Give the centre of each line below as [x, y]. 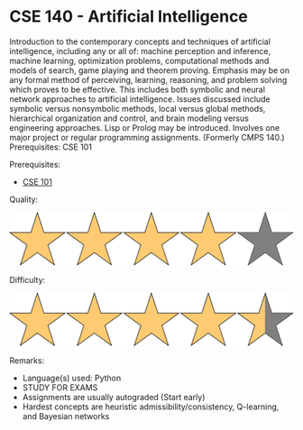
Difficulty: [28, 280]
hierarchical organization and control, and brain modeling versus [129, 118]
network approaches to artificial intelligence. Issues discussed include [140, 99]
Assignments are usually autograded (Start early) [114, 398]
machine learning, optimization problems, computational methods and [139, 60]
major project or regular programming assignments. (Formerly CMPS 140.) [147, 137]
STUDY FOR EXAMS [60, 388]
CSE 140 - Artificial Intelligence [129, 17]
